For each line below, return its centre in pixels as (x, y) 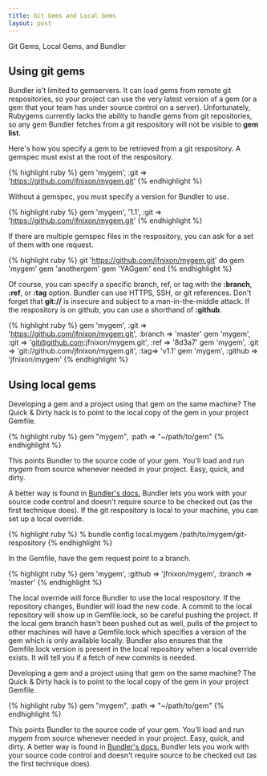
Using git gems (47, 71)
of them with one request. (51, 245)
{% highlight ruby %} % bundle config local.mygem (93, 535)
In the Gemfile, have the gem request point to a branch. (99, 559)
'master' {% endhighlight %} (55, 583)
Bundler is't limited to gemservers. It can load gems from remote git (120, 91)
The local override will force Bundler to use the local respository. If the (124, 598)
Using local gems (52, 384)
